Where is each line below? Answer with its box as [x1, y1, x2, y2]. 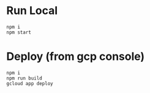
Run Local [6, 4, 58, 18]
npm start [6, 29, 32, 35]
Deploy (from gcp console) [6, 50, 145, 64]
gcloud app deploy [6, 80, 53, 86]
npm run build [6, 75, 43, 81]
